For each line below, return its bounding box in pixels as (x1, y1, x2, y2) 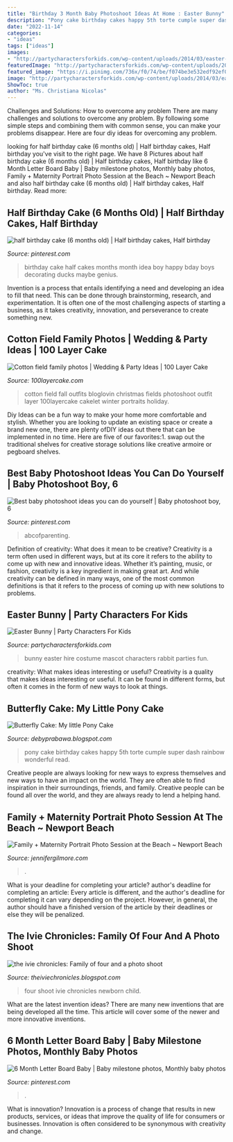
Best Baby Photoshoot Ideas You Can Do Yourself (7, 467, 224, 479)
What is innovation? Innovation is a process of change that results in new (7, 1104, 216, 1113)
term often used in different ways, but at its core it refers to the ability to (7, 552, 213, 560)
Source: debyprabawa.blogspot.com (7, 734, 112, 743)
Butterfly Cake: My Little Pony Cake (7, 702, 164, 714)
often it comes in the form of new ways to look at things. (7, 682, 169, 691)
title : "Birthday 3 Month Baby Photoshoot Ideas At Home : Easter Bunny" (7, 10, 225, 17)
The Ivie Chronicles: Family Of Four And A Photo (7, 930, 220, 942)
